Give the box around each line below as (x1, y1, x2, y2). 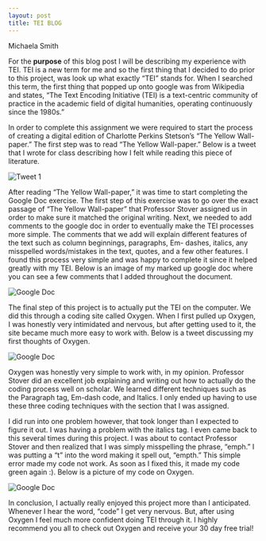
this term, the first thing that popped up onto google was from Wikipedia (8, 81, 245, 91)
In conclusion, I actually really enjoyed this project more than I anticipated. (8, 498, 252, 508)
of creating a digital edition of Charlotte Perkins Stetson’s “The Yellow (8, 130, 236, 140)
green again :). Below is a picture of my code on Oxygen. (8, 467, 195, 477)
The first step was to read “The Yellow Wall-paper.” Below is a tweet (33, 139, 256, 149)
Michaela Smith (8, 41, 60, 50)
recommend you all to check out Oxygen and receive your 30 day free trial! (8, 523, 254, 533)
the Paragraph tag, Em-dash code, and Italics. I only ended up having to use (8, 392, 257, 402)
